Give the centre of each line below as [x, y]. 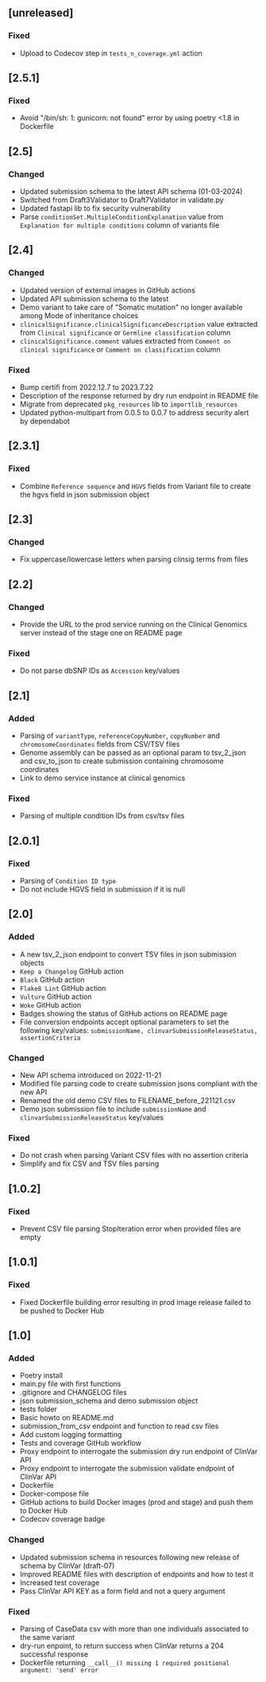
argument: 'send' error [59, 1670]
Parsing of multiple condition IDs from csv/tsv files [102, 816]
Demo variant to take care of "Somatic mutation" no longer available [131, 307]
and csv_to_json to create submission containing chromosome [121, 761]
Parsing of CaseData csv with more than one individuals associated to [134, 1629]
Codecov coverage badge [62, 1519]
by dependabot [44, 421]
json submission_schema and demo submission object [109, 1401]
